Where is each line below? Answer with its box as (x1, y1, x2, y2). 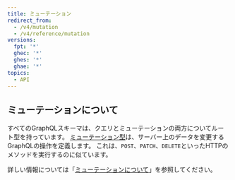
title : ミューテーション (7, 10, 72, 18)
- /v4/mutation (13, 23, 59, 30)
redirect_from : (7, 17, 52, 24)
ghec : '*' (13, 50, 42, 57)
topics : (7, 69, 30, 76)
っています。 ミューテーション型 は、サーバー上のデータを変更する (31, 133, 224, 141)
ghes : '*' (13, 56, 42, 64)
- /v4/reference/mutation (13, 30, 90, 37)
